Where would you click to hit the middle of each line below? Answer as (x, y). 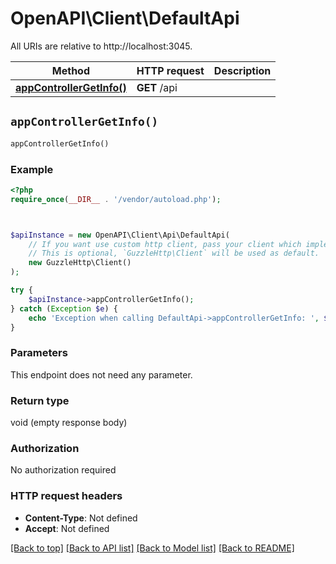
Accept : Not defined (67, 528)
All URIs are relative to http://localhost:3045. (101, 46)
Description (242, 70)
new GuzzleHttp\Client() (80, 263)
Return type (40, 400)
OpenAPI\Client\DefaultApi (125, 18)
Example (32, 169)
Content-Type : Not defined (81, 518)
